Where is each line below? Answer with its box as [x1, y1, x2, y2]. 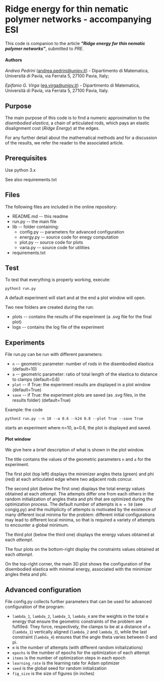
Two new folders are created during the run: [5, 305, 94, 310]
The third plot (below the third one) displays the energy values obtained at [5, 532, 155, 538]
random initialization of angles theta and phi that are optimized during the [5, 496, 153, 502]
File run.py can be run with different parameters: [5, 352, 103, 357]
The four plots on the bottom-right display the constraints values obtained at [5, 546, 160, 552]
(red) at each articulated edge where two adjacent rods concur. [5, 476, 133, 482]
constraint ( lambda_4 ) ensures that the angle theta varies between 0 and [12, 634, 158, 640]
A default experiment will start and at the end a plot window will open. [5, 295, 146, 301]
